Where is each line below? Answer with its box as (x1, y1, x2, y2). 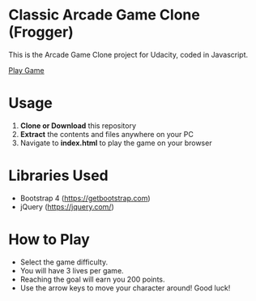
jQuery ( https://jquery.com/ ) (19, 201, 115, 212)
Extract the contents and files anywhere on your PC (19, 129, 194, 139)
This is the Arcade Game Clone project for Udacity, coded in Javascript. (8, 49, 249, 59)
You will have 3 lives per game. (19, 265, 124, 275)
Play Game (8, 65, 45, 75)
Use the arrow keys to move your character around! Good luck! (19, 282, 231, 293)
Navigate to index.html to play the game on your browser (19, 138, 212, 148)
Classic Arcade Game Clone (8, 6, 200, 24)
